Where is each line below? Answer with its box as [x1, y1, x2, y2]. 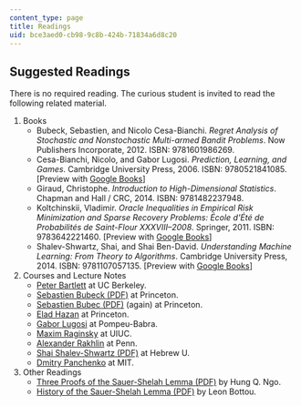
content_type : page [9, 13, 84, 23]
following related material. [9, 97, 108, 109]
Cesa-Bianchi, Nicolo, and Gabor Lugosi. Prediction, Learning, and [36, 154, 287, 165]
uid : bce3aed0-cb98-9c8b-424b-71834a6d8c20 [9, 30, 178, 39]
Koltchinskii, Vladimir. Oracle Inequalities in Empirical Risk [36, 202, 254, 214]
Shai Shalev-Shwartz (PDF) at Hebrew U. [36, 348, 190, 359]
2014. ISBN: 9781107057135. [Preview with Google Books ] [36, 260, 254, 271]
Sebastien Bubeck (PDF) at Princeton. [36, 289, 179, 300]
